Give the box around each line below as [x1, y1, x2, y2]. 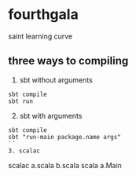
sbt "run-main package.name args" [8, 133, 122, 141]
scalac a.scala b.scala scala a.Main [8, 160, 122, 170]
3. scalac [8, 147, 41, 155]
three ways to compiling [8, 54, 129, 68]
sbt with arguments [19, 111, 83, 120]
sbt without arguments [19, 75, 93, 84]
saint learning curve [8, 31, 73, 41]
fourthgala [8, 5, 79, 24]
